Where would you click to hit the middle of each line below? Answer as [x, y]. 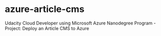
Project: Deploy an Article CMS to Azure [47, 28]
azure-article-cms [45, 9]
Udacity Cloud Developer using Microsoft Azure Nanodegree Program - [80, 23]
